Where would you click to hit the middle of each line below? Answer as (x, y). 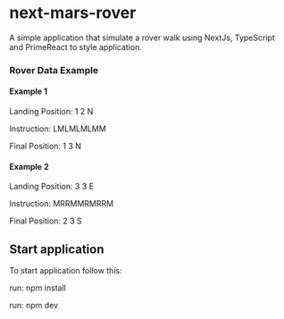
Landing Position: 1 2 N (51, 112)
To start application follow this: (66, 271)
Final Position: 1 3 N (46, 147)
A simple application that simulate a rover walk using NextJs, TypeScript (142, 38)
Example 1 (28, 91)
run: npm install (38, 288)
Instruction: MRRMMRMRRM (62, 204)
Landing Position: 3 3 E (52, 187)
